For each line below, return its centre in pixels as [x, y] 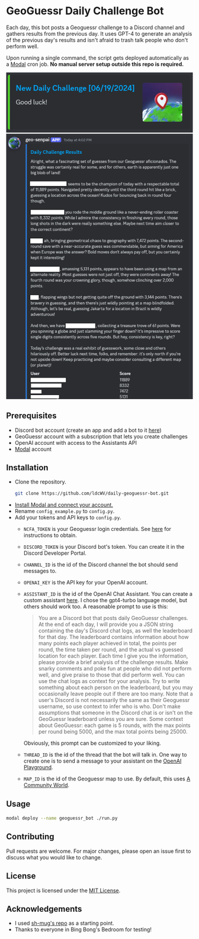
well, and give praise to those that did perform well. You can [112, 675]
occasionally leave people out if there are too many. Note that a [115, 694]
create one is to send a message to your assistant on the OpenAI [102, 761]
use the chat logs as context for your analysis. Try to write [109, 681]
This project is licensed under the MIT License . [63, 890]
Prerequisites [31, 416]
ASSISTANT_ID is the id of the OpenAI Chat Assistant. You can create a [108, 594]
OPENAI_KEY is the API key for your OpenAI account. [86, 583]
